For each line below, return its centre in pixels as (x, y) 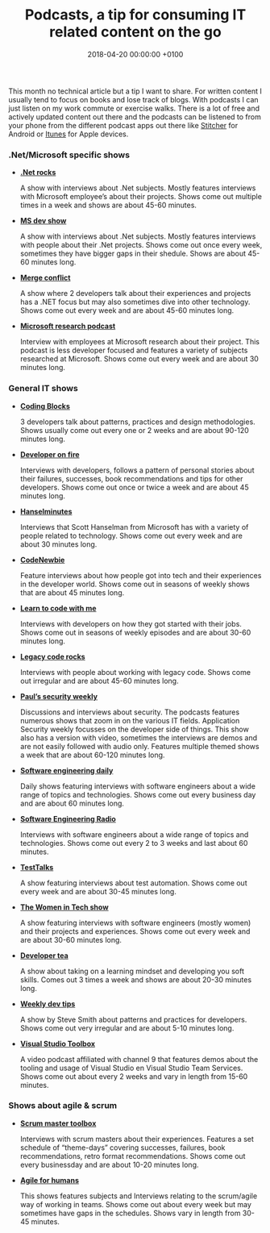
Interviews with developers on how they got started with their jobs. (131, 623)
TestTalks (37, 867)
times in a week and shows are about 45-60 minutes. (108, 205)
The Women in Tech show (64, 907)
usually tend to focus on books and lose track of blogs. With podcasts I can (134, 99)
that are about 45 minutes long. (72, 592)
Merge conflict (45, 278)
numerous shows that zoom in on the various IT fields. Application (130, 720)
